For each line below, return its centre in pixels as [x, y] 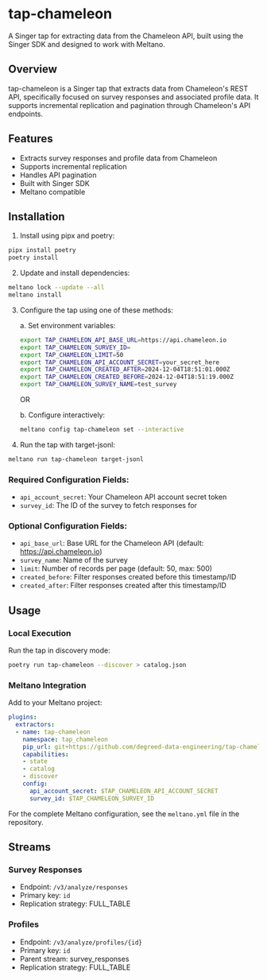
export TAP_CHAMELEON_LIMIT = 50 [72, 354]
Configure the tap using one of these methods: [96, 310]
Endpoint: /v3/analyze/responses [74, 887]
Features [31, 139]
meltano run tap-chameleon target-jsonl [76, 459]
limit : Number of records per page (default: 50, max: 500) [116, 568]
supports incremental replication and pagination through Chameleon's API [130, 105]
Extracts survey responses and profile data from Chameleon [118, 158]
